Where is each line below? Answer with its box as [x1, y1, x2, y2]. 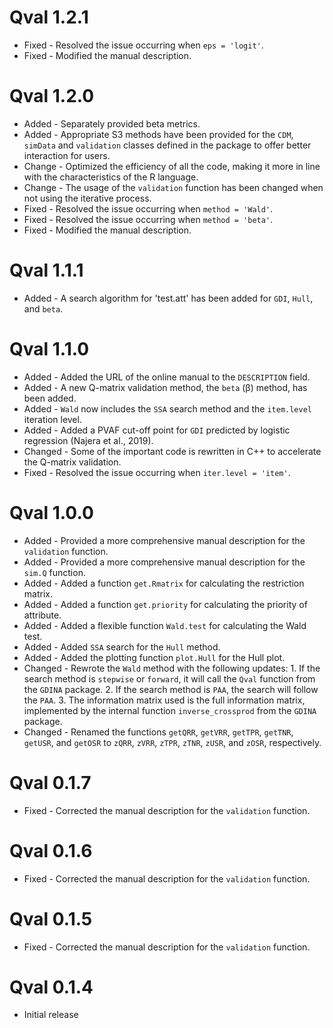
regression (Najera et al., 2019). [23, 434, 154, 446]
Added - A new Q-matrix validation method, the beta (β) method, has [23, 381, 308, 393]
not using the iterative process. [23, 192, 152, 204]
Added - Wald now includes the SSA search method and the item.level [23, 402, 312, 415]
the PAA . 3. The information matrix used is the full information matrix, [23, 694, 306, 706]
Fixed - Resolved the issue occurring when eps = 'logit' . [23, 39, 264, 51]
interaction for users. [23, 149, 111, 161]
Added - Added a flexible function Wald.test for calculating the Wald [23, 619, 307, 631]
